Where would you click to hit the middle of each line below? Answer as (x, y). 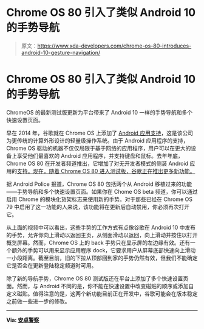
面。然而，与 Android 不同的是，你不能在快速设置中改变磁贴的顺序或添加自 (100, 286)
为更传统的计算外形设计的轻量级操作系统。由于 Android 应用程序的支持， (97, 140)
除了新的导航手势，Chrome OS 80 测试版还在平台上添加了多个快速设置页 (97, 278)
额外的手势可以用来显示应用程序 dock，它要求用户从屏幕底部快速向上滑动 (104, 250)
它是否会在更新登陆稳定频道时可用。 (52, 265)
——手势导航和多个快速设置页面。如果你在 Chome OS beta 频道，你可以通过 (102, 191)
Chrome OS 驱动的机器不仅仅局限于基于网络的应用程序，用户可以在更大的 (99, 148)
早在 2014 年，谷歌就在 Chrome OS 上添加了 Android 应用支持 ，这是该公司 (100, 133)
